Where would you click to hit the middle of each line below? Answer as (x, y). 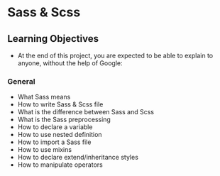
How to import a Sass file (54, 142)
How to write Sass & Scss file (60, 104)
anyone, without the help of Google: (70, 63)
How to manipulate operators (60, 165)
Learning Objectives (53, 39)
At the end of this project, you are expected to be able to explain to (115, 55)
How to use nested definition (60, 135)
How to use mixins (45, 150)
